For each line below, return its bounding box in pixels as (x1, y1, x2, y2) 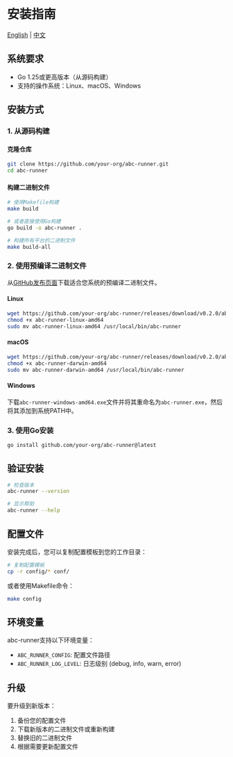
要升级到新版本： (7, 701, 56, 710)
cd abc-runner (7, 168, 49, 174)
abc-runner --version (7, 488, 70, 495)
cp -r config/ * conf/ (7, 568, 70, 575)
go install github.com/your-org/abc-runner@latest (7, 441, 157, 448)
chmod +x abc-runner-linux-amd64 (7, 316, 104, 323)
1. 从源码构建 (7, 127, 50, 136)
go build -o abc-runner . (7, 224, 82, 231)
